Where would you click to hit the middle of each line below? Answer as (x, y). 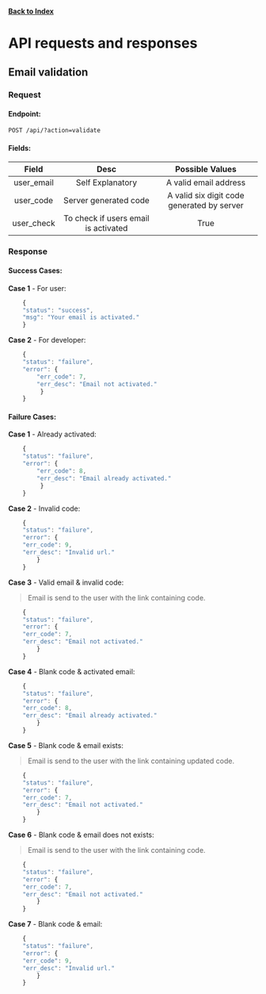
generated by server (206, 205)
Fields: (20, 148)
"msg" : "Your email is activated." (81, 317)
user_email (33, 182)
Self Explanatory (106, 182)
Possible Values (206, 169)
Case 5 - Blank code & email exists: (66, 745)
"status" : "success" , (58, 310)
